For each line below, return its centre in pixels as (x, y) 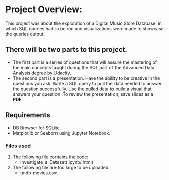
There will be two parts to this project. (66, 50)
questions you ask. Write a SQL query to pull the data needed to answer (87, 83)
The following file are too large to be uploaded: (61, 167)
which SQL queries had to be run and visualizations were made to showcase (84, 28)
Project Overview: (44, 9)
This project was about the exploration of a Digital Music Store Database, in (84, 23)
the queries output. (25, 34)
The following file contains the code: (50, 157)
